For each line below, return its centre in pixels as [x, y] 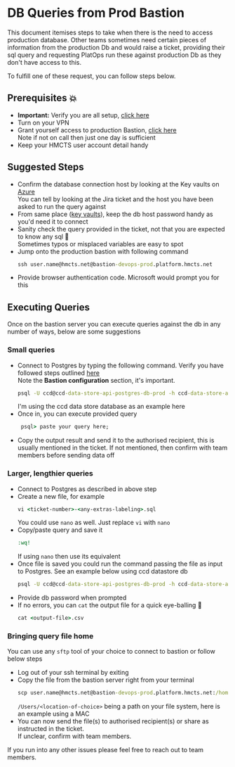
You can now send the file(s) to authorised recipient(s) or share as [113, 721]
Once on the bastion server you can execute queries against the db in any [114, 324]
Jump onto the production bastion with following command [103, 251]
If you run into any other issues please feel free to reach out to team [106, 750]
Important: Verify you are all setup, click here [83, 115]
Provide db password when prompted [72, 598]
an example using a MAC [53, 714]
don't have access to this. [45, 62]
